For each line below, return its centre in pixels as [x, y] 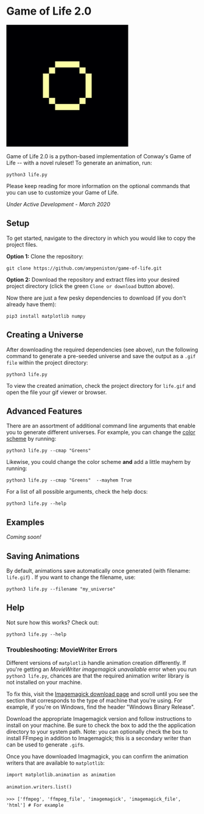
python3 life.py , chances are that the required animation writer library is [98, 676]
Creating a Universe [45, 335]
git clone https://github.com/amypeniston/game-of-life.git [84, 268]
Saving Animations [43, 556]
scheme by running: [31, 439]
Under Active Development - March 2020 [58, 204]
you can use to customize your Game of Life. [62, 192]
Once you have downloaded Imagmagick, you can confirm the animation [97, 757]
